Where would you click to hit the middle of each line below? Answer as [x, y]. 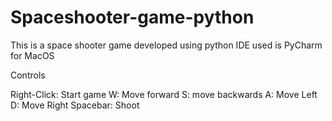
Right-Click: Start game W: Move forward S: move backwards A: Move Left [164, 94]
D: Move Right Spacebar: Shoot [75, 105]
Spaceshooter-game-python [132, 17]
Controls [28, 75]
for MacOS [32, 55]
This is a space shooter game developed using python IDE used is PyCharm [166, 45]
